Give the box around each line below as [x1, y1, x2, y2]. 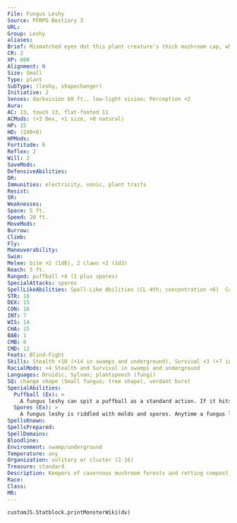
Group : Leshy [7, 30, 46, 37]
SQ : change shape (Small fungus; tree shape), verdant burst [7, 378, 191, 385]
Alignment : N [7, 63, 46, 70]
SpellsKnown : [7, 417, 46, 424]
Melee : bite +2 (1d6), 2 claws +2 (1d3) [7, 260, 128, 267]
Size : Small [7, 69, 42, 76]
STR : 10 [7, 292, 30, 300]
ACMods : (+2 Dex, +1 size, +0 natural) [7, 115, 125, 122]
